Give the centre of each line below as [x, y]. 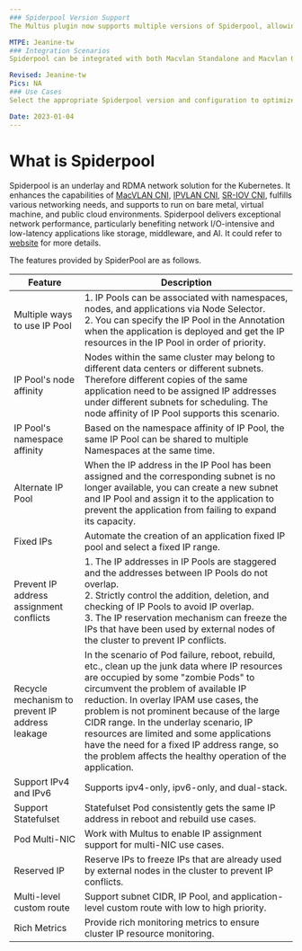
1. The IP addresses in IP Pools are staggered [180, 562]
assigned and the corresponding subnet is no [180, 476]
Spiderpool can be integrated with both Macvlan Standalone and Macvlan [148, 59]
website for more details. [55, 243]
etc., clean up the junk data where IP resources [183, 666]
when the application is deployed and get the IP [184, 332]
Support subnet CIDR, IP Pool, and [156, 897]
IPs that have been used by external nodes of [180, 629]
